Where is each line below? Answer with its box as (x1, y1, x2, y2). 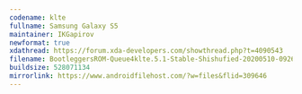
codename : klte (9, 13, 67, 22)
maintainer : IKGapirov (9, 30, 94, 38)
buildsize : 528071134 (9, 64, 91, 73)
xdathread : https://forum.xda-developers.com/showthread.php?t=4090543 (9, 47, 283, 56)
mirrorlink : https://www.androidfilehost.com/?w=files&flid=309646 (9, 72, 268, 81)
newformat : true (9, 38, 70, 47)
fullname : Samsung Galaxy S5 (9, 21, 119, 30)
